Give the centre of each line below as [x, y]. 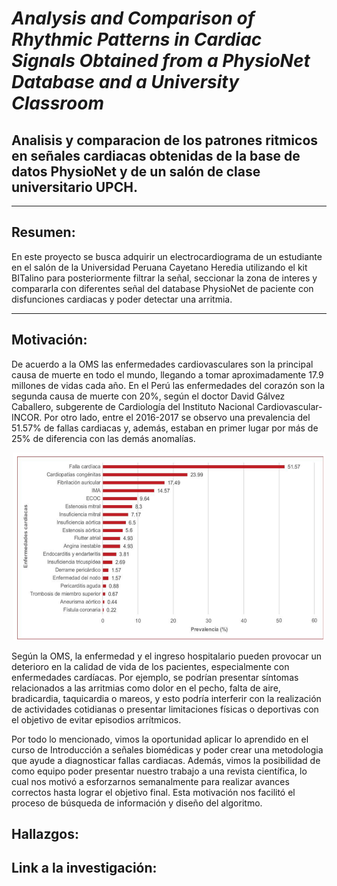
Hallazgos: [45, 834]
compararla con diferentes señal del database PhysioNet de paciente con [162, 288]
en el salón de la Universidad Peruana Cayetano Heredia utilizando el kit [159, 267]
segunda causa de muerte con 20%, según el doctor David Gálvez [148, 396]
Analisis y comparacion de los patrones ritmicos [165, 140]
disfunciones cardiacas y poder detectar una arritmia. [122, 299]
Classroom [57, 103]
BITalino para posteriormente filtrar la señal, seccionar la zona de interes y [164, 278]
